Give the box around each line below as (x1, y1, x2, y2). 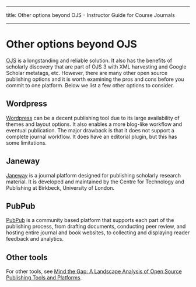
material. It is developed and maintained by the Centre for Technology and (6, 178, 185, 185)
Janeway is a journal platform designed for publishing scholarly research (6, 172, 181, 179)
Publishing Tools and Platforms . (6, 274, 82, 281)
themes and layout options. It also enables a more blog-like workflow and (6, 121, 183, 128)
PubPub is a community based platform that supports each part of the (6, 217, 174, 224)
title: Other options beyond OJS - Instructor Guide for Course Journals (6, 12, 175, 18)
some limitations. (6, 139, 47, 146)
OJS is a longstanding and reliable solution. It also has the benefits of (6, 57, 173, 64)
